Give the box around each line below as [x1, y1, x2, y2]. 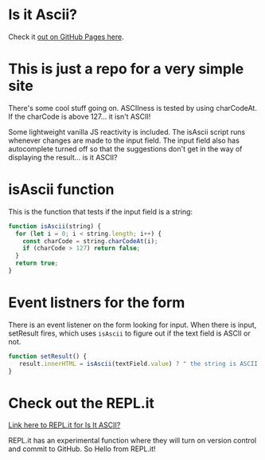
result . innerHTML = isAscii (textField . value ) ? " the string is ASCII [18, 360, 259, 368]
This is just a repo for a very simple [8, 60, 244, 78]
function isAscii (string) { [8, 222, 102, 230]
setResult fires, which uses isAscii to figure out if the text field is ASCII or [8, 328, 251, 338]
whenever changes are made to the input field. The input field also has [8, 136, 240, 145]
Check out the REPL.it [8, 394, 155, 412]
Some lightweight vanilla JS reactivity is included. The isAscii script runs [8, 127, 245, 136]
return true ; [15, 259, 59, 268]
